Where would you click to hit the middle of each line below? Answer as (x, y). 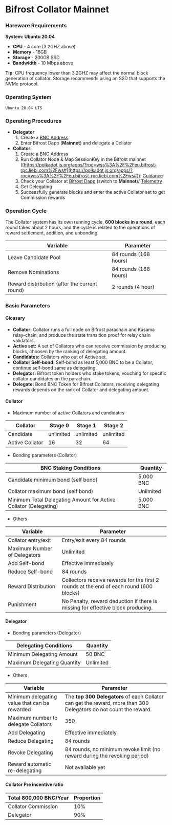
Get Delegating (36, 187)
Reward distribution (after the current (52, 284)
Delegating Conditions (44, 645)
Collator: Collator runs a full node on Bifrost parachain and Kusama (84, 329)
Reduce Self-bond (30, 572)
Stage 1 (86, 425)
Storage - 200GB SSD (36, 58)
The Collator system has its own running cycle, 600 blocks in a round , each (85, 222)
